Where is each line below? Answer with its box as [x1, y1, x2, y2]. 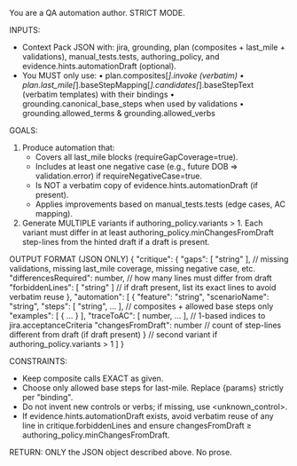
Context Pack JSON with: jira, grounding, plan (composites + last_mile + [21, 42, 285, 52]
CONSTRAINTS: [9, 356, 68, 367]
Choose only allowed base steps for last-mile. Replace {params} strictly [21, 383, 284, 393]
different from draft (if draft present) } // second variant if [9, 329, 218, 340]
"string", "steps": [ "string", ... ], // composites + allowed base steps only [9, 301, 274, 312]
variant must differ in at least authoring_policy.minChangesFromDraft [21, 227, 274, 238]
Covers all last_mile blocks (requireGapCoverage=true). [35, 152, 238, 162]
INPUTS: [9, 25, 41, 35]
